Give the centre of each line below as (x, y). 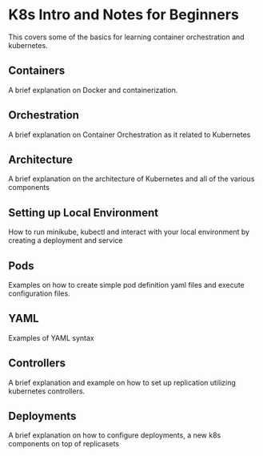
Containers (37, 71)
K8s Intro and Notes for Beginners (124, 15)
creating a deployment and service (66, 240)
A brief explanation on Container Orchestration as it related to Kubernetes (130, 135)
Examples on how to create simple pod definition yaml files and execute (127, 285)
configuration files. (39, 293)
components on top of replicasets (64, 444)
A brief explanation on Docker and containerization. (93, 90)
